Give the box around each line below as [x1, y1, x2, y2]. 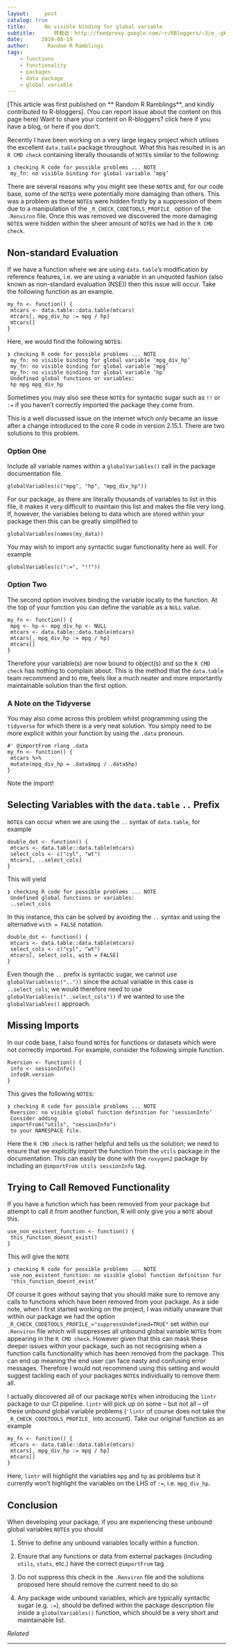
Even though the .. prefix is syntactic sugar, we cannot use [7, 970, 178, 978]
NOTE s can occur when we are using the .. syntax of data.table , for [7, 817, 200, 825]
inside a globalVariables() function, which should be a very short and [17, 1609, 218, 1617]
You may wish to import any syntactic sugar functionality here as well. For [7, 543, 218, 551]
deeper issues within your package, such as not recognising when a [7, 1342, 202, 1350]
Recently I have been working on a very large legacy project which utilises [7, 136, 219, 145]
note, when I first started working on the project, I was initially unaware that [7, 1305, 223, 1313]
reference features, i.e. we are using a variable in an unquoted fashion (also [7, 272, 223, 281]
